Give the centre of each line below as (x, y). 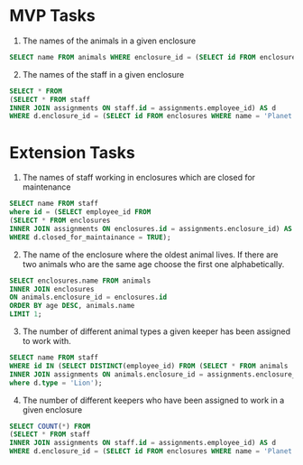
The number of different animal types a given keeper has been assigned (156, 331)
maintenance (46, 187)
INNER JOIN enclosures (52, 289)
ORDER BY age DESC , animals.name (72, 306)
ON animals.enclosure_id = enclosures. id (88, 298)
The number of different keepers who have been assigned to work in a (153, 400)
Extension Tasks (72, 152)
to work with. (47, 341)
